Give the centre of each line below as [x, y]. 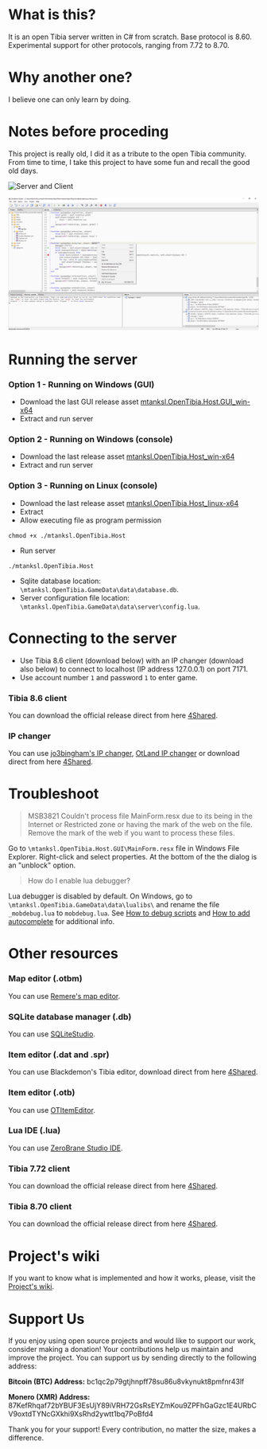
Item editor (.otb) [42, 1093]
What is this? [52, 15]
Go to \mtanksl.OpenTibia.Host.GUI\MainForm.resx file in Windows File [124, 848]
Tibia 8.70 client [40, 1207]
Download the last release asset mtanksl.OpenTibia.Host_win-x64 [127, 456]
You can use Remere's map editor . [64, 996]
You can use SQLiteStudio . [52, 1034]
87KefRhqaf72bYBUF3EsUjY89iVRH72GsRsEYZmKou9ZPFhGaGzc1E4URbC [132, 1406]
